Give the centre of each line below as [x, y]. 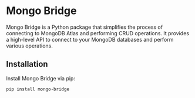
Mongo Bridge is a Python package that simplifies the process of [85, 27]
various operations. [29, 46]
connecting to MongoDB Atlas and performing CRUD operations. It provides [98, 33]
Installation [27, 64]
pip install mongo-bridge [38, 89]
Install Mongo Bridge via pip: [41, 78]
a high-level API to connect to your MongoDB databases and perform [90, 39]
